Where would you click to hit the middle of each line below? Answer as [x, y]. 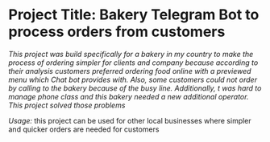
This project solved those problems [67, 105]
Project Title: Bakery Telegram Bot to [134, 15]
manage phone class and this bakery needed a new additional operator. [129, 96]
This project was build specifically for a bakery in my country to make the [131, 54]
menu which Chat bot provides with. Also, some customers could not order [133, 79]
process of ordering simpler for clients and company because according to [133, 63]
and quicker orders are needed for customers [84, 129]
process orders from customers [117, 32]
